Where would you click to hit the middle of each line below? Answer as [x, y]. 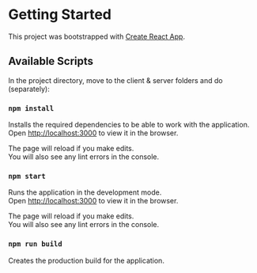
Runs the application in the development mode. [85, 192]
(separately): [29, 89]
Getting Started [60, 15]
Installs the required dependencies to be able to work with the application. [129, 125]
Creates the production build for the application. [86, 260]
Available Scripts [51, 61]
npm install [31, 108]
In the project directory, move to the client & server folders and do [115, 80]
